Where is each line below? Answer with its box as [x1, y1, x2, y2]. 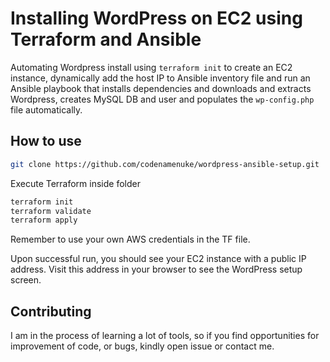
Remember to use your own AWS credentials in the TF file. [10, 233, 251, 246]
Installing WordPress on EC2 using [10, 7, 303, 30]
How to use [10, 133, 82, 150]
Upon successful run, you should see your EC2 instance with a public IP [10, 253, 307, 265]
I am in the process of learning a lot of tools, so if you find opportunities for [10, 330, 320, 342]
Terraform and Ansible [10, 28, 202, 51]
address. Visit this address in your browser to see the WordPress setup [10, 263, 303, 276]
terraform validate [10, 206, 92, 216]
